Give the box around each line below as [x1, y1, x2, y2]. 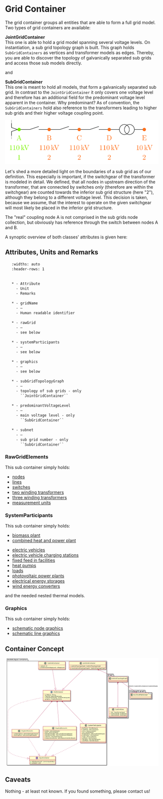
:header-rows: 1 [11, 267, 45, 272]
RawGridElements [5, 453, 49, 460]
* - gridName [11, 301, 38, 306]
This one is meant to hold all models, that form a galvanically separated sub [5, 84, 157, 90]
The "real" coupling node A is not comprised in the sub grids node [5, 214, 138, 220]
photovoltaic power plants [12, 573, 65, 579]
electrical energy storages [12, 578, 65, 584]
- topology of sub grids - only [16, 389, 82, 393]
